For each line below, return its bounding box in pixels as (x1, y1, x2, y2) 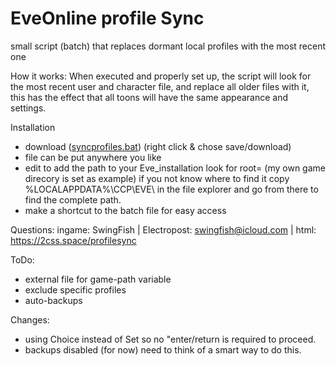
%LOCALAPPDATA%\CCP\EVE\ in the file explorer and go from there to (24, 183, 319, 195)
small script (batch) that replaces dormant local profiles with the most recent (10, 40, 327, 52)
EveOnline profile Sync (10, 7, 205, 30)
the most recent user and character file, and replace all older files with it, (10, 80, 310, 92)
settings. (10, 102, 47, 114)
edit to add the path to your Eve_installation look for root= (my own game (24, 162, 326, 174)
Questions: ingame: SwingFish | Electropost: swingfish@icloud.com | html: (10, 223, 317, 236)
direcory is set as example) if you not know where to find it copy (24, 172, 290, 184)
